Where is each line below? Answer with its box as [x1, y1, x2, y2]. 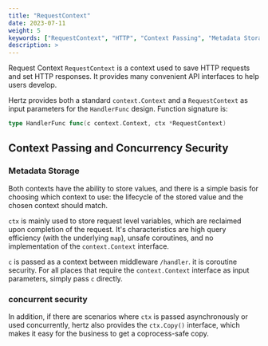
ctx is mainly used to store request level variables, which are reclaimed [8, 216, 242, 226]
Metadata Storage [8, 165, 80, 176]
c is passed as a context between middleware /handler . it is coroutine [8, 257, 238, 266]
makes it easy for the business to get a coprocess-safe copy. [8, 328, 210, 338]
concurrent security [8, 293, 88, 305]
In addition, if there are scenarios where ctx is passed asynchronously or [8, 312, 249, 321]
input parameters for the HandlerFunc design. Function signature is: [8, 104, 228, 114]
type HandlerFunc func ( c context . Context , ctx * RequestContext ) [8, 120, 227, 128]
